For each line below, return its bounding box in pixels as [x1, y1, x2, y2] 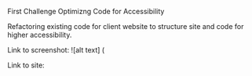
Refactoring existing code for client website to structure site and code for [7, 22, 244, 31]
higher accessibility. [7, 31, 72, 39]
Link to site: [7, 60, 45, 70]
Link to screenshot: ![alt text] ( [7, 45, 105, 54]
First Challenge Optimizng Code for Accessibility [7, 7, 165, 16]
